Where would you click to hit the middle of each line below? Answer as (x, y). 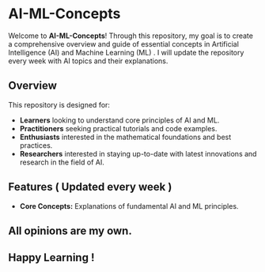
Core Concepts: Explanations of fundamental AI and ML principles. (129, 206)
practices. (36, 145)
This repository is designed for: (59, 104)
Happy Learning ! (51, 258)
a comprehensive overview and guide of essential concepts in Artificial (124, 43)
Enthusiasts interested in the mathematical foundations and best (125, 137)
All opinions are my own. (70, 230)
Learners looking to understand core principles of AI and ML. (119, 120)
